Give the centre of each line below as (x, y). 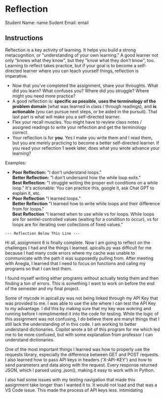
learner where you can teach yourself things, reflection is (81, 71)
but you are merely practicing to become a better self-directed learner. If (86, 143)
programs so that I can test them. (39, 268)
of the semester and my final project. (42, 289)
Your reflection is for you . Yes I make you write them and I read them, (82, 137)
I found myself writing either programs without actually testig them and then (82, 278)
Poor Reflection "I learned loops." (46, 198)
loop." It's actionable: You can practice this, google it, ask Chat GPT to (83, 188)
